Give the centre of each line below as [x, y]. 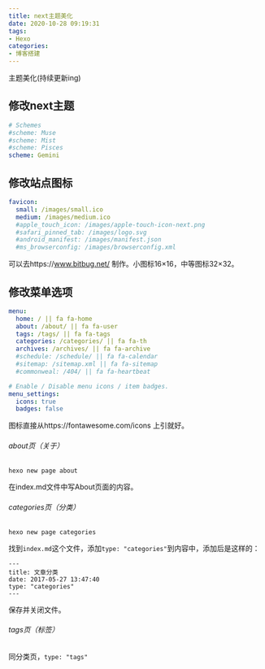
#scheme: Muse [33, 132]
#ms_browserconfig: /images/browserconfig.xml [96, 248]
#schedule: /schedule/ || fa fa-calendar [87, 357]
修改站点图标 [41, 182]
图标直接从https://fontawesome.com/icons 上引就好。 [99, 426]
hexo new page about [43, 471]
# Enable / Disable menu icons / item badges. [89, 386]
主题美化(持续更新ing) [45, 78]
